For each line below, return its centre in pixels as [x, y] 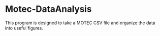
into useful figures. [24, 28]
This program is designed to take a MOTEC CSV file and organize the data [80, 23]
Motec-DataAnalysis [48, 9]
